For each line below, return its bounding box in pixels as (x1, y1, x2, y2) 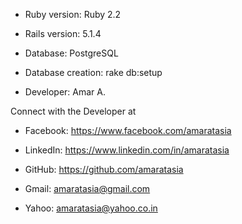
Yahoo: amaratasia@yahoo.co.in (24, 202, 158, 214)
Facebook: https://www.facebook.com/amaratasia (24, 125, 232, 136)
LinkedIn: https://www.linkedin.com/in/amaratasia (24, 144, 230, 156)
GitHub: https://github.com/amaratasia (24, 164, 184, 175)
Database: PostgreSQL (24, 47, 119, 59)
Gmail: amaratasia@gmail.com (24, 183, 151, 194)
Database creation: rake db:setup (24, 67, 163, 78)
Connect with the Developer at (10, 105, 137, 117)
